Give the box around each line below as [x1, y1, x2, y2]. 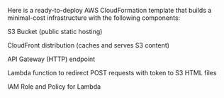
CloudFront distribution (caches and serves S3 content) [7, 41, 170, 49]
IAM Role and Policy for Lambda [7, 82, 101, 91]
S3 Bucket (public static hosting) [7, 28, 103, 36]
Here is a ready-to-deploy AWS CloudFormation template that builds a [7, 6, 212, 14]
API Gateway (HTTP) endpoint [7, 55, 96, 63]
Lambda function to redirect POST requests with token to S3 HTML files [7, 69, 217, 77]
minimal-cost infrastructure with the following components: [7, 13, 181, 22]
